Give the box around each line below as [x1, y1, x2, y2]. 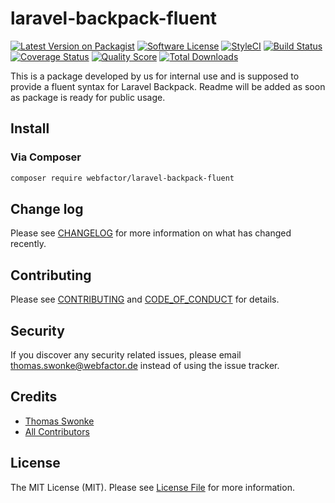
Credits [10, 388, 58, 406]
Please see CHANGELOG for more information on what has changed [10, 227, 292, 239]
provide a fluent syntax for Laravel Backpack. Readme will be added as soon [10, 80, 326, 92]
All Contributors [24, 425, 90, 437]
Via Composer [10, 150, 82, 164]
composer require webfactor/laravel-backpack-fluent [10, 173, 235, 183]
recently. [10, 238, 47, 250]
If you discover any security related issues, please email [10, 348, 242, 361]
